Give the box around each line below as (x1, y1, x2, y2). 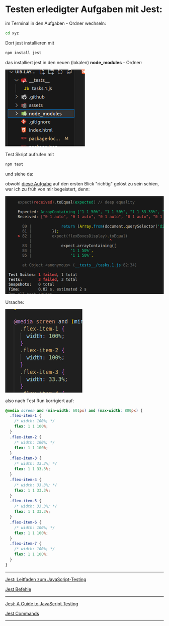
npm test (5, 162, 24, 167)
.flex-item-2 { (10, 435, 42, 440)
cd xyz (5, 30, 19, 36)
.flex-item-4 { (10, 477, 42, 482)
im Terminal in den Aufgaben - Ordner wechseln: (5, 20, 107, 26)
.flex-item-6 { (10, 519, 42, 525)
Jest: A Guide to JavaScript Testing (5, 600, 78, 607)
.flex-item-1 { (10, 413, 42, 418)
